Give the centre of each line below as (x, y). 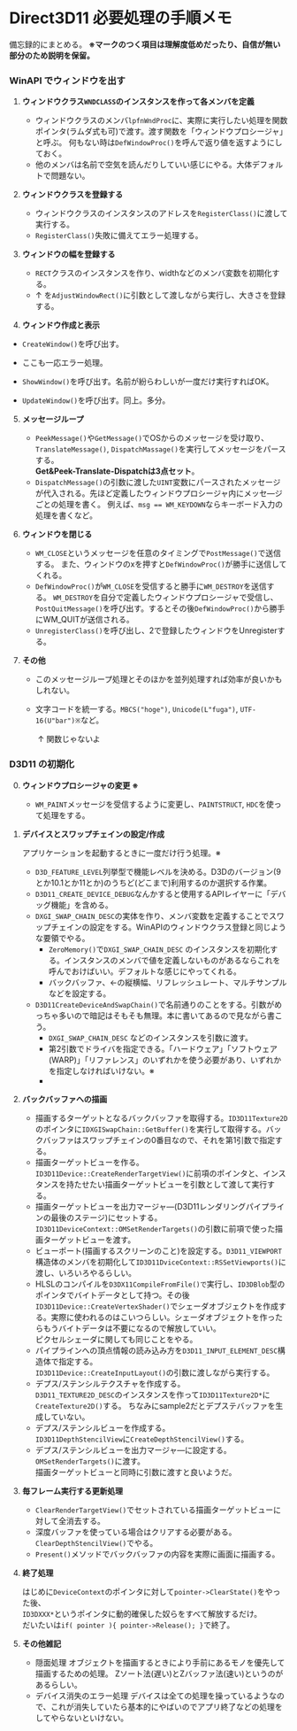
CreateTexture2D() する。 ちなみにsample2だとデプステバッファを (155, 1405)
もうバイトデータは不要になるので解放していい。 (132, 1328)
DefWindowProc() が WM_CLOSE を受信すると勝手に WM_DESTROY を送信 (151, 586)
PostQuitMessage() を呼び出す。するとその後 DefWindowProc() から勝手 (160, 608)
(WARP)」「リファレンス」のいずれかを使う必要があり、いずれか (165, 1060)
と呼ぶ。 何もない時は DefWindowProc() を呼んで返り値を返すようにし (159, 143)
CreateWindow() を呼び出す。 (72, 344)
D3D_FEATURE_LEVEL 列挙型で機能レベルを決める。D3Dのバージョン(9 (158, 871)
